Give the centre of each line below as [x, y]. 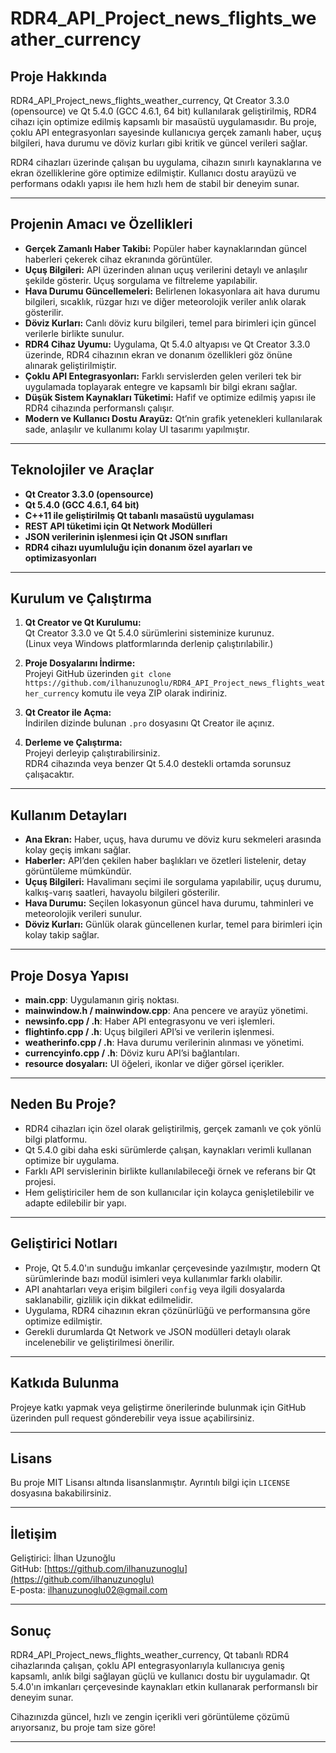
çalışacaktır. [49, 774]
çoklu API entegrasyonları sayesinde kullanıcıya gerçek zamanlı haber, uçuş [166, 132]
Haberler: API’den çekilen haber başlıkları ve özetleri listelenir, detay [165, 861]
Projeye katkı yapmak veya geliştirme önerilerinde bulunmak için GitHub [158, 1407]
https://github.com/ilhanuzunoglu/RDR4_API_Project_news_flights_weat [175, 683]
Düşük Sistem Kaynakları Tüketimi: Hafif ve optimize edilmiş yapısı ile [170, 397]
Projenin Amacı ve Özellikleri [101, 224]
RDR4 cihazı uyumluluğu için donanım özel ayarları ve [138, 547]
